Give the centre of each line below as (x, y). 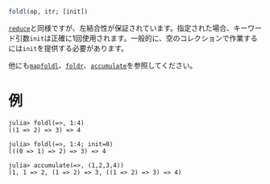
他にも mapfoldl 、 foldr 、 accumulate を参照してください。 (103, 65)
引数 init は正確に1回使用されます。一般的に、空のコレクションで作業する (136, 38)
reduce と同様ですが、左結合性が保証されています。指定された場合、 (121, 27)
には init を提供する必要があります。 (69, 48)
